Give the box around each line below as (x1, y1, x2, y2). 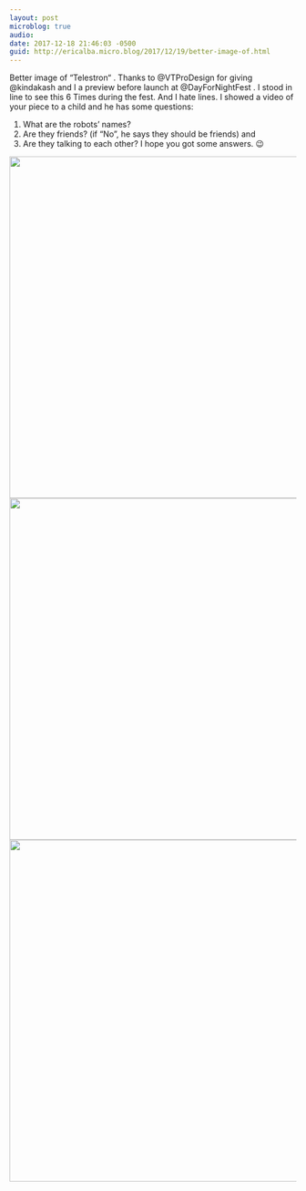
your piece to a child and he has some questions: (9, 101, 194, 112)
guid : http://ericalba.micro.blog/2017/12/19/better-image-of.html (9, 47, 271, 56)
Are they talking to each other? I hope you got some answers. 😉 (22, 139, 264, 149)
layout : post (9, 13, 59, 23)
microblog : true (9, 22, 71, 31)
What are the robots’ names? (22, 119, 132, 130)
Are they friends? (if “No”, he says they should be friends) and (22, 128, 256, 139)
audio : (9, 30, 35, 39)
